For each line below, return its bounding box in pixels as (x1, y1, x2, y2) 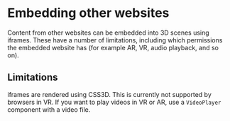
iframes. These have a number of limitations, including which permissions (7, 35, 223, 44)
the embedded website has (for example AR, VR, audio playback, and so (7, 43, 219, 52)
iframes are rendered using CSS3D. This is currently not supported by (7, 90, 212, 98)
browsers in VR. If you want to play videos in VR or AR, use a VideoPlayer (7, 98, 221, 106)
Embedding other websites (7, 5, 170, 21)
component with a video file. (7, 105, 91, 114)
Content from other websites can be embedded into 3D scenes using (7, 28, 209, 37)
